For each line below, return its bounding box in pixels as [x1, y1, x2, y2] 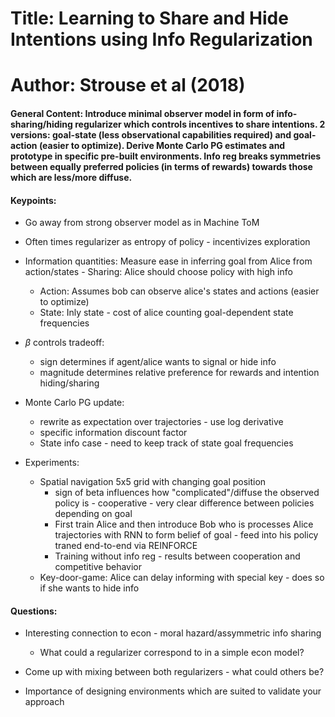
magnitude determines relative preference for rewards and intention [39, 367, 320, 379]
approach [24, 696, 65, 708]
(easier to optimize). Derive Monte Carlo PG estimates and [38, 139, 286, 151]
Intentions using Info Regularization [10, 28, 313, 51]
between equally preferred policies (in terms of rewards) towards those [10, 160, 313, 172]
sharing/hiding [10, 118, 73, 130]
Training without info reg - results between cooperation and [54, 550, 301, 562]
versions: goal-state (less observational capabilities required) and [10, 128, 292, 141]
